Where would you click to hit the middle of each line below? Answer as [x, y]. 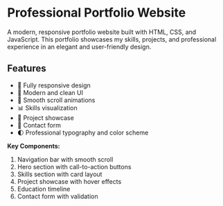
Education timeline [44, 189]
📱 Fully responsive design [54, 85]
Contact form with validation [57, 196]
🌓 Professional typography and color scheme [83, 132]
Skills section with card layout [60, 174]
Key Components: [34, 146]
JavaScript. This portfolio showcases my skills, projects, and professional [112, 39]
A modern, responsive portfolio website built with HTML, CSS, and [102, 32]
